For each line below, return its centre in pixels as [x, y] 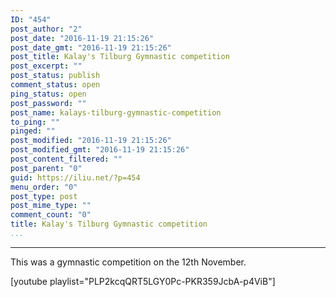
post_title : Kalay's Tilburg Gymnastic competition [120, 57]
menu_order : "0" [44, 187]
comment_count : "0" [51, 215]
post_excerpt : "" [46, 66]
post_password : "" [48, 103]
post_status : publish [55, 76]
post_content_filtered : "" [66, 159]
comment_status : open [55, 85]
